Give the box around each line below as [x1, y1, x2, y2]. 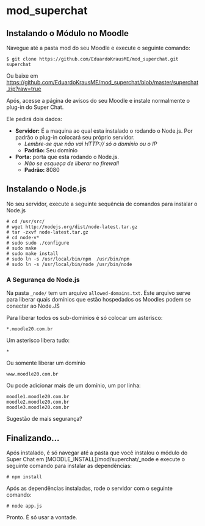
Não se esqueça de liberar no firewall [24, 160, 119, 167]
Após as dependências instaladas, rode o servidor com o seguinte [6, 484, 173, 492]
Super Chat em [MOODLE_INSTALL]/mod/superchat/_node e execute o [6, 455, 185, 462]
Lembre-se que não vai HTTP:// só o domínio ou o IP [24, 140, 157, 147]
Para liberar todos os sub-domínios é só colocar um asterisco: [6, 314, 163, 322]
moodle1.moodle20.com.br [6, 394, 70, 400]
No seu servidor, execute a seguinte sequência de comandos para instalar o [6, 200, 198, 207]
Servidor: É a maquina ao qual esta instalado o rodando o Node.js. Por [15, 127, 193, 135]
